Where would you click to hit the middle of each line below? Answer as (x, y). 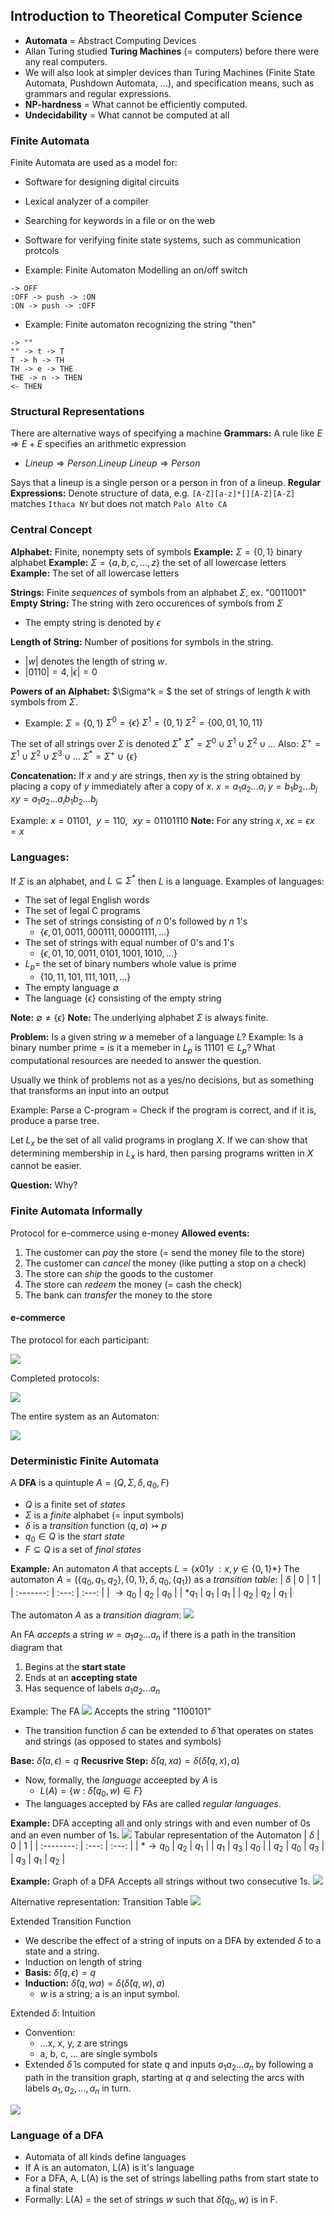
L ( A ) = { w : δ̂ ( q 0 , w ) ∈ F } (91, 1791)
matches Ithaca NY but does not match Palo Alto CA (119, 504)
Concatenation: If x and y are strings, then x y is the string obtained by (156, 775)
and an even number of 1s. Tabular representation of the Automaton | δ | (165, 1835)
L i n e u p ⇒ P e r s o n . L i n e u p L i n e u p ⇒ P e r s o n (112, 463)
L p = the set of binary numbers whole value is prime (130, 965)
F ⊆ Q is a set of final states (83, 1549)
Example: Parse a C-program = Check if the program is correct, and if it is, (163, 1110)
